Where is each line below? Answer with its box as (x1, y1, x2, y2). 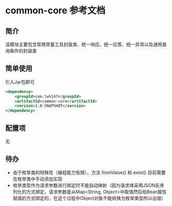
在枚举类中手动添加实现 (12, 176, 62, 182)
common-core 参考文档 (5, 5, 106, 16)
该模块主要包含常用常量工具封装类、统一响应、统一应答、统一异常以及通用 (5, 42, 162, 47)
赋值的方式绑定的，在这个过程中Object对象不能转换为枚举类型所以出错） (12, 195, 166, 201)
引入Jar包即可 (5, 79, 35, 85)
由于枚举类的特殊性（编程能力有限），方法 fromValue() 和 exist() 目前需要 (12, 169, 166, 175)
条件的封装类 (9, 48, 37, 54)
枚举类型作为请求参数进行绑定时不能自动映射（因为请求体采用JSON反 (12, 182, 160, 188)
